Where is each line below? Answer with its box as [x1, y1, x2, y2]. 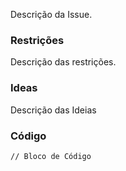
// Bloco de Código [10, 151, 92, 161]
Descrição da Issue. [10, 9, 93, 20]
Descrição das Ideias [10, 104, 97, 116]
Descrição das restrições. [10, 56, 117, 68]
